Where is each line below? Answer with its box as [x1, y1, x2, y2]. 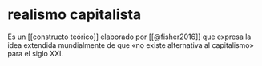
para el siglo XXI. [7, 49, 64, 58]
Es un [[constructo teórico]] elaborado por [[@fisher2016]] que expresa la [7, 32, 252, 41]
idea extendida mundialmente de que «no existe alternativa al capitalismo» [7, 40, 254, 49]
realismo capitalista [7, 6, 142, 24]
